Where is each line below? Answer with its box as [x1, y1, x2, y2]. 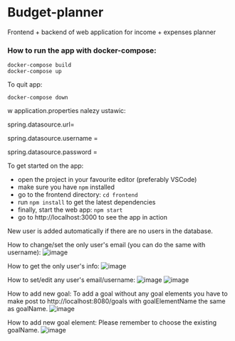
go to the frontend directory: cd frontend [17, 190, 138, 199]
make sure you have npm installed [17, 183, 115, 192]
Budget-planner [7, 4, 104, 21]
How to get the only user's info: [7, 262, 100, 271]
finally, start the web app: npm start [17, 205, 123, 214]
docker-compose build [7, 62, 72, 69]
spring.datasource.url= [7, 120, 75, 129]
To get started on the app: [7, 161, 84, 170]
